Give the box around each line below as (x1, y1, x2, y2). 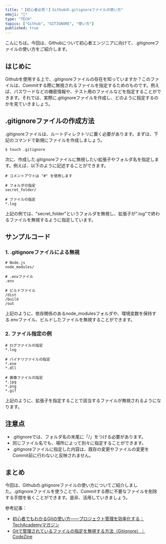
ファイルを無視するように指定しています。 (9, 217, 96, 223)
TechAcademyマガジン (12, 522, 59, 528)
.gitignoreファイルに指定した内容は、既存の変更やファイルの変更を (12, 446, 150, 452)
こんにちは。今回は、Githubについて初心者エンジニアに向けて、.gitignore (5, 40, 155, 46)
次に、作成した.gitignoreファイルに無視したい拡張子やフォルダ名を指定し (5, 156, 155, 162)
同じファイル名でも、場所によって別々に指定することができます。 (12, 440, 146, 446)
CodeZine (12, 534, 33, 540)
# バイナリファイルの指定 (5, 357, 51, 362)
